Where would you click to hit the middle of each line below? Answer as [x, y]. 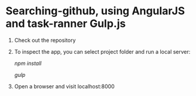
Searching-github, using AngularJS [95, 11]
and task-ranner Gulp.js [66, 24]
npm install [28, 63]
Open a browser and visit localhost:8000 [64, 86]
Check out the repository [45, 40]
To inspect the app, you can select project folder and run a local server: [102, 51]
